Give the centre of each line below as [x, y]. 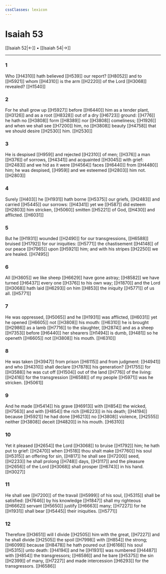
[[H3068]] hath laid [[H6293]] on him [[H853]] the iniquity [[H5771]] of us [80, 288]
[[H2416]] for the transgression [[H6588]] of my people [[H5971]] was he [79, 377]
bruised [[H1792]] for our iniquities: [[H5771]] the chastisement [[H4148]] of [82, 244]
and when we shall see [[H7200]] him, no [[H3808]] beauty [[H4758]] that [81, 126]
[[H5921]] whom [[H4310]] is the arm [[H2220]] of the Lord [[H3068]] [76, 81]
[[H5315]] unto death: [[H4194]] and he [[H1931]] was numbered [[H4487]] [81, 550]
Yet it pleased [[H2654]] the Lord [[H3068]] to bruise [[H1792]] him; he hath [82, 446]
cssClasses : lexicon [26, 10]
